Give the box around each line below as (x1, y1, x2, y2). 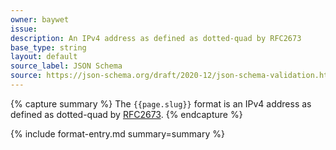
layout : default (10, 52, 78, 62)
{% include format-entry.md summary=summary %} (10, 127, 225, 140)
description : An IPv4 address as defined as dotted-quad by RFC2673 (10, 33, 302, 43)
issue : (10, 24, 38, 34)
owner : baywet (10, 14, 70, 25)
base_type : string (10, 42, 87, 53)
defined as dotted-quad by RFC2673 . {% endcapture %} (10, 108, 243, 120)
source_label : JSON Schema (10, 61, 123, 71)
